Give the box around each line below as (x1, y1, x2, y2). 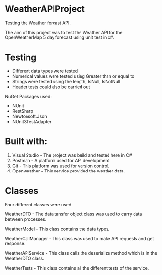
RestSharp (12, 108, 33, 114)
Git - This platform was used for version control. (12, 163, 109, 169)
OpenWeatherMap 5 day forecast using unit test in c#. (5, 34, 114, 40)
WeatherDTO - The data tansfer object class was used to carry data (5, 211, 142, 217)
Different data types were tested (12, 68, 78, 74)
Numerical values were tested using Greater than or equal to (12, 73, 135, 79)
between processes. (5, 216, 47, 222)
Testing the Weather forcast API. (5, 20, 71, 26)
